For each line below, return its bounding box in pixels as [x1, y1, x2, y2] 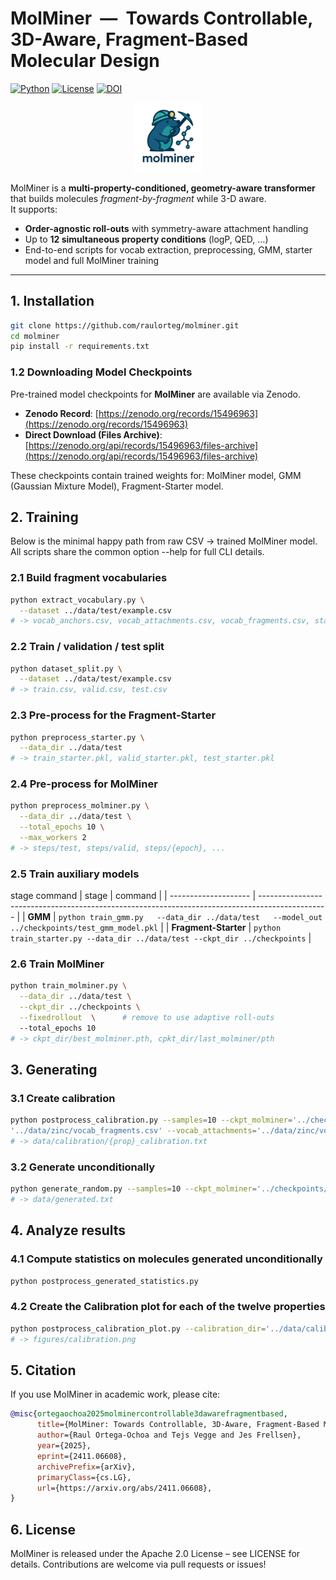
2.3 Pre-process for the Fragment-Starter [10, 708, 217, 722]
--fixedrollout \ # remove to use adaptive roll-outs [19, 1013, 275, 1023]
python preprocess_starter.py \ [10, 732, 145, 742]
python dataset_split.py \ [10, 663, 123, 674]
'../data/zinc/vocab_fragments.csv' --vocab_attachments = [10, 1126, 257, 1136]
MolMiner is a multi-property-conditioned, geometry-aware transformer [10, 182, 316, 194]
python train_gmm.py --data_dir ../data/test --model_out [58, 913, 323, 923]
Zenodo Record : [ [24, 407, 99, 419]
